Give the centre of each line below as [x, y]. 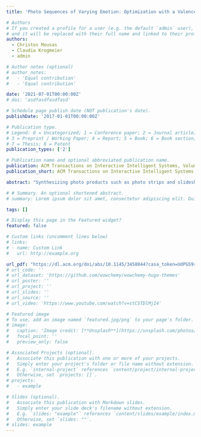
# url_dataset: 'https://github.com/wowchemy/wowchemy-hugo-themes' [93, 275]
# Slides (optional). [33, 397]
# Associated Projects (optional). [51, 352]
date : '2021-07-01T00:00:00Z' [44, 94]
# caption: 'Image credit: [42, 331]
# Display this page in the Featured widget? [64, 220]
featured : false [26, 226]
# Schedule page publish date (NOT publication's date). [79, 111]
